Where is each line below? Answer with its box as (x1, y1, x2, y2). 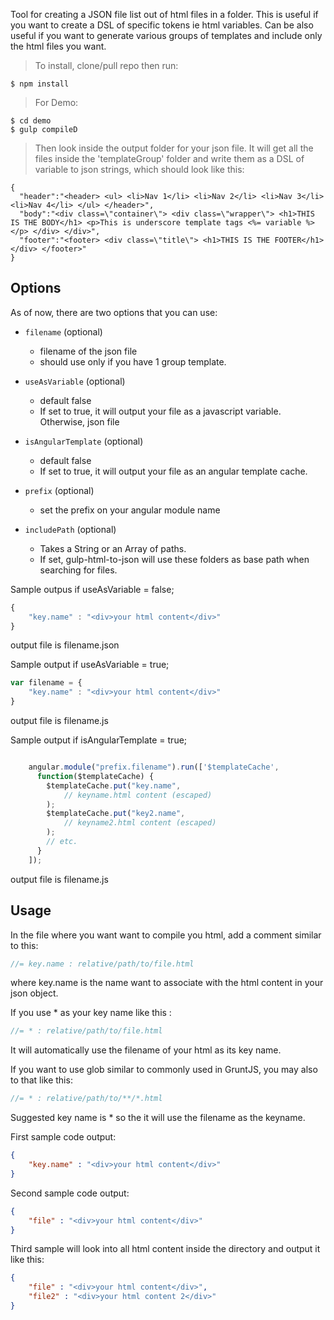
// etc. (46, 837, 78, 847)
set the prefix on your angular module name (39, 504, 221, 516)
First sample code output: (10, 1131, 117, 1143)
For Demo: (34, 97, 79, 108)
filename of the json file (39, 345, 138, 357)
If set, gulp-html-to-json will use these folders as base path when (39, 553, 310, 565)
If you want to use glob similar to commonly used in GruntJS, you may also (10, 1064, 318, 1076)
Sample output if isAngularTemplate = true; (10, 734, 188, 746)
